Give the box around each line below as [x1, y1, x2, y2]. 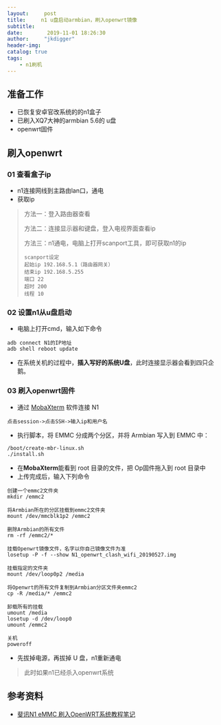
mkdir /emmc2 [7, 493, 45, 500]
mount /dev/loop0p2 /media [7, 570, 84, 578]
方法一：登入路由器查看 [23, 210, 91, 218]
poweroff [7, 640, 32, 647]
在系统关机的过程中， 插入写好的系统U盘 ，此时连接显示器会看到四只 [16, 358, 209, 367]
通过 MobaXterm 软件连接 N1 [16, 403, 100, 411]
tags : [7, 55, 23, 62]
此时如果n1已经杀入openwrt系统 [23, 668, 115, 676]
